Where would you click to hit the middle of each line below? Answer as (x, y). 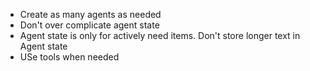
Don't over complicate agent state (89, 25)
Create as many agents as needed (90, 14)
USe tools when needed (69, 57)
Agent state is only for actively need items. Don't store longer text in (160, 35)
